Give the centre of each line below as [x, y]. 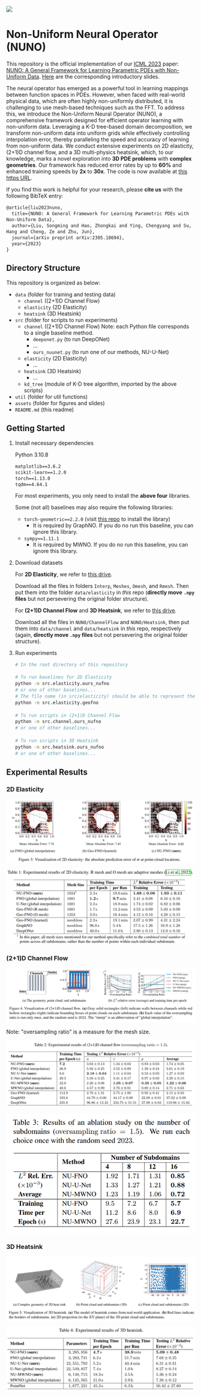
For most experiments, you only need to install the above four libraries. [103, 495]
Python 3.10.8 [31, 454]
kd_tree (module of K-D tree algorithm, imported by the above [100, 384]
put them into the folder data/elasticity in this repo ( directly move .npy [105, 592]
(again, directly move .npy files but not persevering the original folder [101, 634]
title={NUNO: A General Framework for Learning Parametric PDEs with [100, 214]
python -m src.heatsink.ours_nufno [59, 747]
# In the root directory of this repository [71, 664]
